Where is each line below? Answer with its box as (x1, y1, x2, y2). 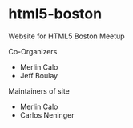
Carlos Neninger (19, 110, 75, 120)
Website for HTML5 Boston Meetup (8, 31, 126, 41)
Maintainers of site (8, 86, 71, 96)
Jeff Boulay (19, 70, 58, 80)
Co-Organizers (8, 46, 58, 56)
